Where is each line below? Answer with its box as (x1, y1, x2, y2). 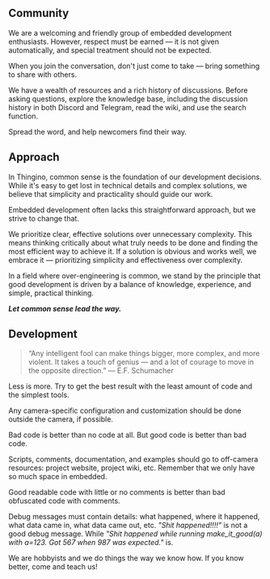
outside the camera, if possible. (8, 414, 113, 424)
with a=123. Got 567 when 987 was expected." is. (8, 538, 174, 547)
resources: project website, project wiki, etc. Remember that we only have (8, 463, 255, 473)
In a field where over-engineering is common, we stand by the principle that (8, 271, 261, 281)
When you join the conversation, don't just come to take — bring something (8, 61, 260, 71)
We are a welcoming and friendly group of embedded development (8, 28, 232, 37)
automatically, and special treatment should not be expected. (8, 45, 212, 55)
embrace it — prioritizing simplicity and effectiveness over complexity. (8, 255, 243, 264)
